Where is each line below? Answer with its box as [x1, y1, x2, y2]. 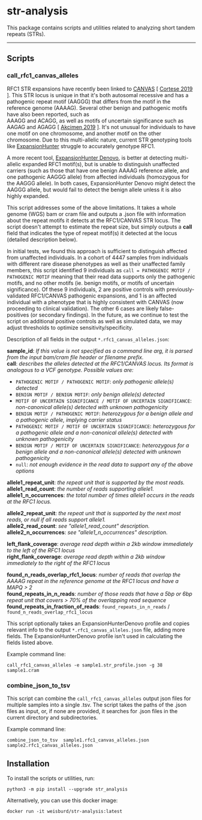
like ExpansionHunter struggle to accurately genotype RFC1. [7, 142, 155, 149]
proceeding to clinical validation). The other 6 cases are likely [7, 305, 159, 312]
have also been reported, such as [7, 110, 89, 118]
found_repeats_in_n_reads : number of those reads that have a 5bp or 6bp [7, 590, 192, 597]
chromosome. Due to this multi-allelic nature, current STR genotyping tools [7, 136, 192, 143]
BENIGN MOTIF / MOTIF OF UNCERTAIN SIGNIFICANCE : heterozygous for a [15, 441, 189, 449]
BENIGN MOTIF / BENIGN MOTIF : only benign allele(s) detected [15, 391, 165, 398]
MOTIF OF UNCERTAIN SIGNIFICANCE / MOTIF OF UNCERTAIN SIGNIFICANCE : [15, 397, 192, 404]
